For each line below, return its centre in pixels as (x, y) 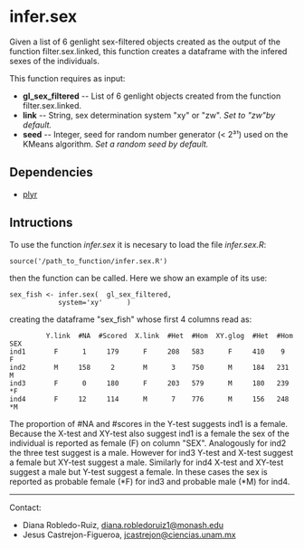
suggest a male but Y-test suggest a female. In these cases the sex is (139, 471)
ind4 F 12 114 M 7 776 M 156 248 (149, 399)
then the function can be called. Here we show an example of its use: (138, 278)
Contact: (26, 507)
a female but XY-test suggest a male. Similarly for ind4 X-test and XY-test (147, 462)
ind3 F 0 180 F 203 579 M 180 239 (149, 383)
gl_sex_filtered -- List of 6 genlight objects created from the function (152, 96)
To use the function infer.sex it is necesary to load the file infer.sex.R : (138, 244)
